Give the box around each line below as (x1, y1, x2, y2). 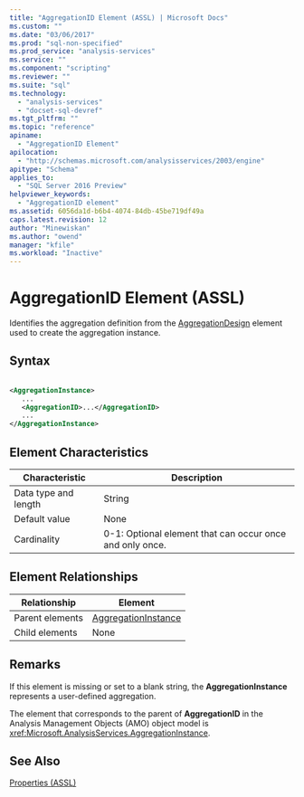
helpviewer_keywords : (9, 190, 91, 199)
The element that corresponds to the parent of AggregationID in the (9, 707, 264, 719)
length (14, 498, 42, 510)
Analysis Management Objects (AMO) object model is (9, 717, 210, 728)
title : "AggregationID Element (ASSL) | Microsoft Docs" (9, 13, 229, 23)
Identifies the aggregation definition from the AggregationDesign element (9, 318, 283, 328)
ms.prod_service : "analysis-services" (9, 47, 156, 56)
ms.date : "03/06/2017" (9, 30, 95, 39)
